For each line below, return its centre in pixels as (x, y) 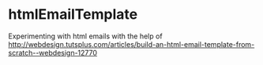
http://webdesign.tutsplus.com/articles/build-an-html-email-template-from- (131, 44)
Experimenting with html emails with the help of (86, 36)
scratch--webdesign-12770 (53, 52)
